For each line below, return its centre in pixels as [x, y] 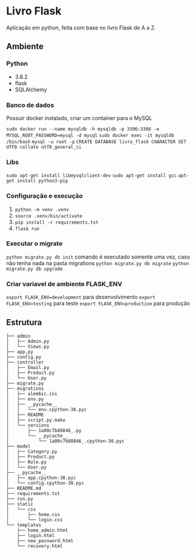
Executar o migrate [34, 244]
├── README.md [24, 488]
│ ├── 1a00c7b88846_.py [44, 430]
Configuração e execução [45, 196]
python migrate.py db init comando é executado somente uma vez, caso [98, 257]
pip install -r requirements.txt [57, 222]
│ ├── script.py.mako [36, 420]
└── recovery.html [40, 546]
